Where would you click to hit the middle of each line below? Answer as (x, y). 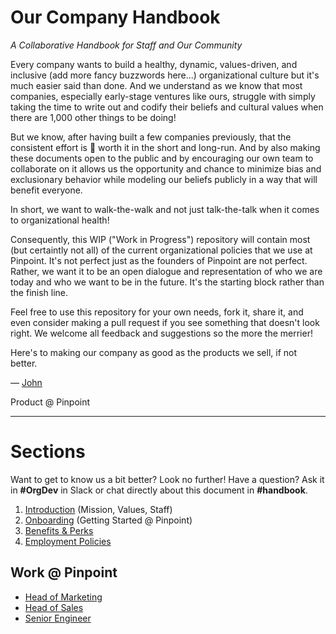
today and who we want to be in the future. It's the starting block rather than (167, 282)
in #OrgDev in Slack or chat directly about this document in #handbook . (159, 490)
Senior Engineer (58, 618)
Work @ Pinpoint (64, 572)
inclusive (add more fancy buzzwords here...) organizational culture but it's (165, 75)
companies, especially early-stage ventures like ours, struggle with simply (163, 96)
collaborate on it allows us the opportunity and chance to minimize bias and (166, 168)
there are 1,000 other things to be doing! (93, 117)
